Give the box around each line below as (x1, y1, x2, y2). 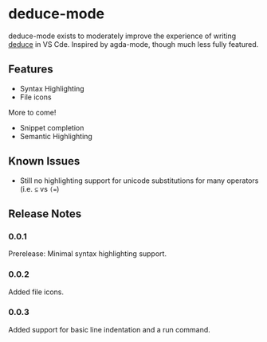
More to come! (8, 107, 57, 117)
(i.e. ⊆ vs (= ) (19, 184, 60, 193)
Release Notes (8, 207, 82, 220)
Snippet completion (19, 122, 84, 132)
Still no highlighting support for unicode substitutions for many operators (19, 176, 259, 185)
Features (8, 63, 53, 76)
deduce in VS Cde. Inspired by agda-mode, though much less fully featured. (8, 39, 259, 49)
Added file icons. (8, 287, 65, 297)
